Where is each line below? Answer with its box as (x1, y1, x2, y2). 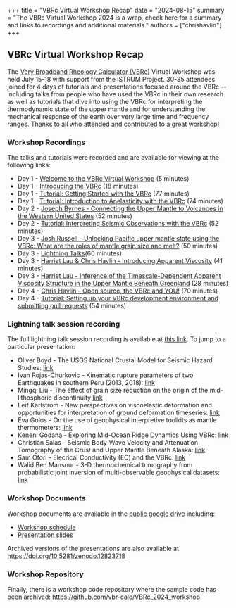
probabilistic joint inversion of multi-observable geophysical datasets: (17, 468, 221, 477)
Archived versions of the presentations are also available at (7, 544, 180, 552)
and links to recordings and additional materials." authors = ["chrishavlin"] (7, 21, 222, 29)
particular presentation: (7, 343, 75, 351)
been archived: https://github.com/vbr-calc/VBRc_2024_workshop (7, 593, 201, 601)
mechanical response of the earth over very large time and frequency (7, 112, 209, 120)
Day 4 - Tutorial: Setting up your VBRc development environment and (17, 294, 219, 303)
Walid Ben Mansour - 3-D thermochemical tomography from (17, 461, 193, 469)
